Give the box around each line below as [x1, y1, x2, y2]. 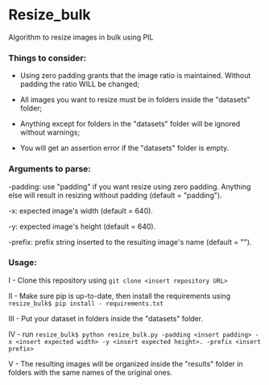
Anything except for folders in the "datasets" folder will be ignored [19, 119, 241, 129]
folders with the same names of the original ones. [8, 367, 173, 377]
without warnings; [19, 127, 81, 138]
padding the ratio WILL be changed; [19, 79, 140, 89]
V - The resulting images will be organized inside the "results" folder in [8, 358, 243, 368]
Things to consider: [8, 52, 87, 64]
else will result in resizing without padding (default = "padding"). [8, 190, 223, 200]
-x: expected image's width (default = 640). [8, 205, 153, 215]
